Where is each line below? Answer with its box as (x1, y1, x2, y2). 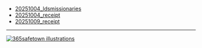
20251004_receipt (14, 11, 61, 19)
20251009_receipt (14, 18, 60, 25)
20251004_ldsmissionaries (14, 5, 82, 12)
